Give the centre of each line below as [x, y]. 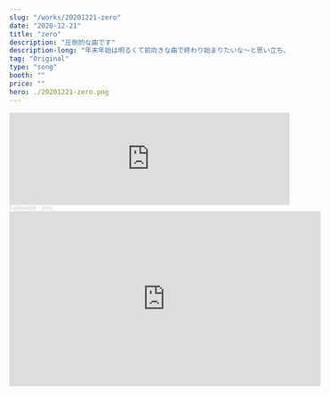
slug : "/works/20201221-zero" [65, 17]
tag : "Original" [39, 59]
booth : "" [28, 76]
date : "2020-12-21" [45, 26]
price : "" [28, 84]
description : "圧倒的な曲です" [62, 42]
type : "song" [33, 68]
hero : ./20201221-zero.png [59, 92]
